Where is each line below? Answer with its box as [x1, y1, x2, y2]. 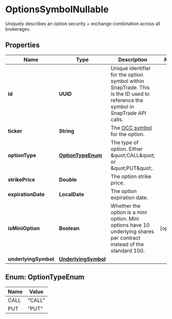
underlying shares [111, 228, 155, 235]
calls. [111, 116, 124, 123]
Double [58, 176, 77, 183]
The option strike [111, 173, 152, 180]
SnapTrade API [111, 109, 146, 116]
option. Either [111, 145, 143, 152]
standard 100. [111, 247, 145, 254]
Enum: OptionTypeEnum [5, 273, 84, 282]
